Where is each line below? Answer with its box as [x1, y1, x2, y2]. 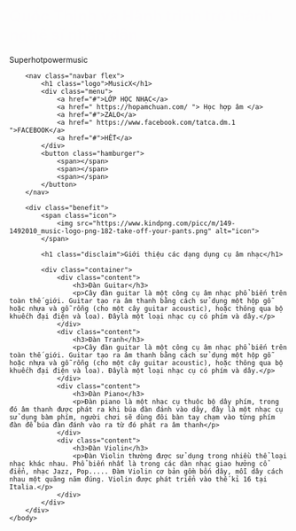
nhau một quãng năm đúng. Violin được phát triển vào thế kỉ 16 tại [9, 474, 268, 484]
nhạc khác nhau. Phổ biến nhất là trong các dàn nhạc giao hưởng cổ [9, 459, 268, 468]
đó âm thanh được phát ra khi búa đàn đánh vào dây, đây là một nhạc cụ [9, 405, 284, 414]
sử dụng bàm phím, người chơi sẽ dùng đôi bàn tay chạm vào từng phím [9, 412, 276, 422]
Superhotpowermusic [9, 54, 89, 65]
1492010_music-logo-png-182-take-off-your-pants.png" [9, 226, 213, 236]
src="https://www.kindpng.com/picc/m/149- [76, 219, 237, 228]
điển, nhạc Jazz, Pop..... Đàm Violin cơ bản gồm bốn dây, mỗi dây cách [9, 467, 284, 476]
